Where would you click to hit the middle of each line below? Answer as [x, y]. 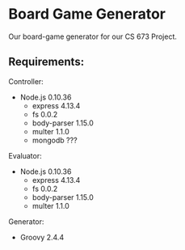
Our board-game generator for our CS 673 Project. [93, 36]
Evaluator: [25, 155]
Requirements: [46, 62]
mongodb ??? [55, 140]
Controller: [26, 81]
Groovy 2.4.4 [42, 237]
